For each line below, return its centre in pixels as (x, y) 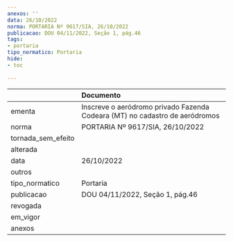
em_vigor (25, 217)
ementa (23, 111)
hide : (15, 59)
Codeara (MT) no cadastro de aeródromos (150, 115)
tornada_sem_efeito (43, 138)
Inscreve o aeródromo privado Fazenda (145, 107)
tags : (15, 40)
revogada (26, 205)
